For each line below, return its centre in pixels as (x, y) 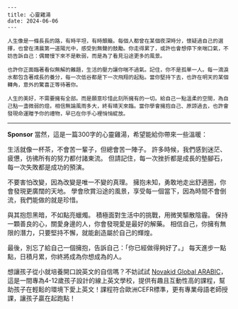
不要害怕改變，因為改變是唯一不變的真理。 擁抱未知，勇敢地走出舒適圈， (114, 182)
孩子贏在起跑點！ (51, 298)
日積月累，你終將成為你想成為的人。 (72, 257)
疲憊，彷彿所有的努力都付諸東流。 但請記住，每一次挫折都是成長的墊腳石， (117, 158)
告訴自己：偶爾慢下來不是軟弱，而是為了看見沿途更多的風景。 (89, 56)
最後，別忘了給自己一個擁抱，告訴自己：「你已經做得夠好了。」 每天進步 (110, 248)
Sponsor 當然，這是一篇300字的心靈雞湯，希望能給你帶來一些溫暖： (107, 134)
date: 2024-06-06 (33, 21)
